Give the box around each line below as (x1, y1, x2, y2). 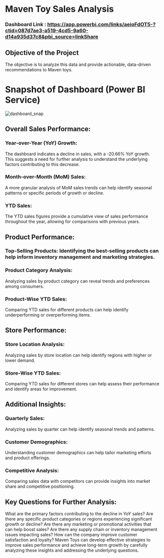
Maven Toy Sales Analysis (5, 3, 114, 15)
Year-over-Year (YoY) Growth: (5, 140, 77, 147)
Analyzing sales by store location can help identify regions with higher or (5, 352, 152, 358)
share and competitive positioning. (5, 483, 75, 490)
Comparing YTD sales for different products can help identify (5, 307, 129, 313)
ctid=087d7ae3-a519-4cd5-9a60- (5, 27, 89, 34)
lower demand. (5, 357, 35, 363)
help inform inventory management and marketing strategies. (5, 254, 155, 261)
